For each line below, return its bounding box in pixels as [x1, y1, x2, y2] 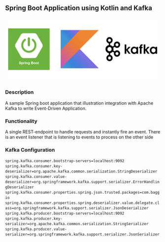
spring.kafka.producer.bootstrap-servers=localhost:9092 [5, 211, 125, 216]
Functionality [5, 118, 38, 124]
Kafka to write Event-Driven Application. [5, 105, 87, 111]
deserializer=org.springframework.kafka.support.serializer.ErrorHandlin [5, 180, 160, 185]
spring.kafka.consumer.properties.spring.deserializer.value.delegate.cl [5, 201, 160, 205]
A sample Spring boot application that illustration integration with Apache [5, 100, 154, 106]
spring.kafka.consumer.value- [5, 174, 67, 179]
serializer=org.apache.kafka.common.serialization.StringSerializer [5, 222, 149, 227]
